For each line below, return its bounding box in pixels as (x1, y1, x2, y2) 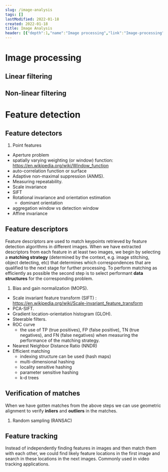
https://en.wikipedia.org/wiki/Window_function (12, 162, 109, 168)
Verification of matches (5, 389, 80, 398)
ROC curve (12, 321, 35, 327)
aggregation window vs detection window (12, 205, 99, 211)
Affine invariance (12, 210, 48, 216)
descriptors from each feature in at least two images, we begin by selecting (5, 249, 161, 255)
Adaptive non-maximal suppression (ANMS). (12, 173, 104, 179)
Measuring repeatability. (12, 178, 63, 184)
